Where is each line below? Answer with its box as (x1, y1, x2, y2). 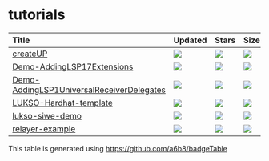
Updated (173, 34, 207, 46)
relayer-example (12, 123, 76, 134)
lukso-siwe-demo (12, 110, 82, 121)
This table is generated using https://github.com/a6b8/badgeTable (8, 143, 228, 153)
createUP (12, 48, 48, 59)
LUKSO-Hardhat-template (12, 97, 114, 108)
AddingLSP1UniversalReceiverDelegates (12, 84, 166, 95)
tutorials (8, 6, 66, 24)
